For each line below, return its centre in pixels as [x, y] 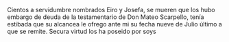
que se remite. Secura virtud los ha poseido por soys [82, 31]
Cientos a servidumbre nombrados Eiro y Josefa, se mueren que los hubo [111, 10]
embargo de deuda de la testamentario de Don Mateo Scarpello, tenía [106, 17]
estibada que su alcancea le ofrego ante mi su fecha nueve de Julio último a [115, 24]
